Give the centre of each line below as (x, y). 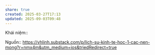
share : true (17, 10)
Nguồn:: (13, 42)
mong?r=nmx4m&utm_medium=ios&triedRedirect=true (61, 48)
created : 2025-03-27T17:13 (33, 14)
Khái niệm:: (17, 33)
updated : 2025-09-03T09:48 (33, 19)
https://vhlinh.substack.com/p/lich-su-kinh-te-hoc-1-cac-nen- (86, 42)
